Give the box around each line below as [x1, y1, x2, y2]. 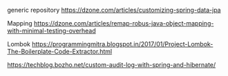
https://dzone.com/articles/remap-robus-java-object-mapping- [33, 19, 214, 27]
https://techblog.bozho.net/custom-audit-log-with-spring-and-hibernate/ [7, 61, 216, 68]
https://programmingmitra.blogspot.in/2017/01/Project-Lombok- [32, 40, 213, 48]
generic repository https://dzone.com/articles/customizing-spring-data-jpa [7, 6, 221, 14]
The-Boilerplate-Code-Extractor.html [7, 48, 113, 55]
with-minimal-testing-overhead [7, 27, 97, 35]
